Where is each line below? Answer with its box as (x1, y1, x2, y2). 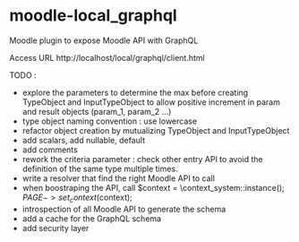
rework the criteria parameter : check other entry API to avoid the (21, 153, 263, 164)
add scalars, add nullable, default (21, 134, 146, 145)
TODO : (9, 69, 38, 81)
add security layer (21, 222, 90, 233)
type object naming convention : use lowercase (21, 116, 198, 126)
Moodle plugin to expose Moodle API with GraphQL (9, 35, 199, 46)
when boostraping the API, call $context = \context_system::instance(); (21, 182, 285, 193)
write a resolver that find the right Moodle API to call (21, 172, 215, 184)
